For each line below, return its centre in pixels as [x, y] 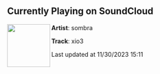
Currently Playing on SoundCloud [80, 11]
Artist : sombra [72, 27]
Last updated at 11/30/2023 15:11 [97, 54]
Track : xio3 [67, 41]
